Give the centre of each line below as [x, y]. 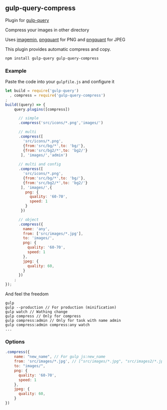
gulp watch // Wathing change [37, 312]
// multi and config [40, 164]
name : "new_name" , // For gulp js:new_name [60, 357]
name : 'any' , [37, 229]
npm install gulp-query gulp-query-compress [52, 58]
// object [28, 219]
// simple [28, 118]
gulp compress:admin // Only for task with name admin [63, 321]
